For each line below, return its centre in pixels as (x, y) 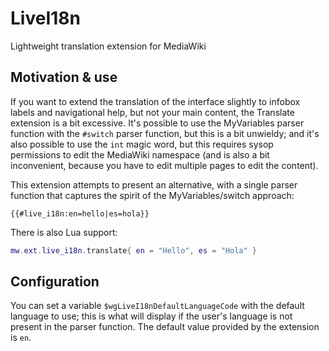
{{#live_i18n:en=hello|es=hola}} (80, 213)
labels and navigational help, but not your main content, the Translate (152, 112)
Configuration (55, 282)
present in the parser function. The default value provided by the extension (165, 327)
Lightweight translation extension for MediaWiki (108, 46)
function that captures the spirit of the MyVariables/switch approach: (152, 195)
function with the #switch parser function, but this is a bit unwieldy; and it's (165, 133)
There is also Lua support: (64, 232)
